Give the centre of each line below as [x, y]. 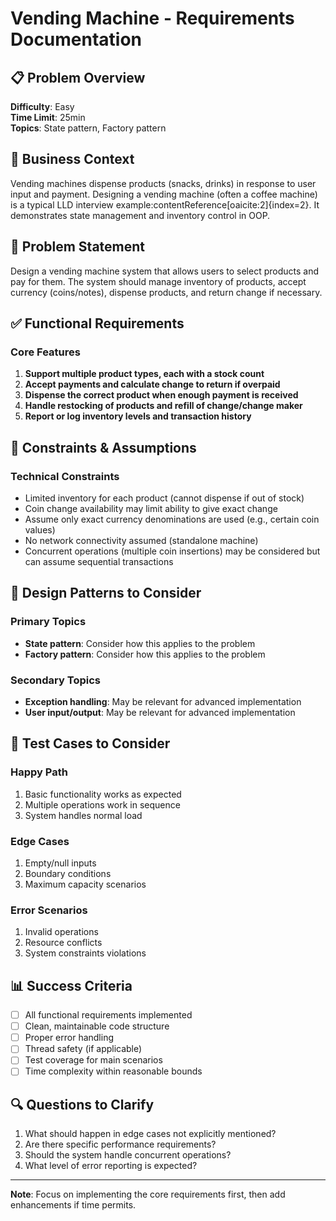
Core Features [45, 352]
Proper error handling [69, 1038]
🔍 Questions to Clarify [82, 1104]
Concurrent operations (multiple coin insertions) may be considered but [172, 551]
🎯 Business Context [72, 159]
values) [40, 530]
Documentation [76, 39]
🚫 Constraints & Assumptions [103, 447]
